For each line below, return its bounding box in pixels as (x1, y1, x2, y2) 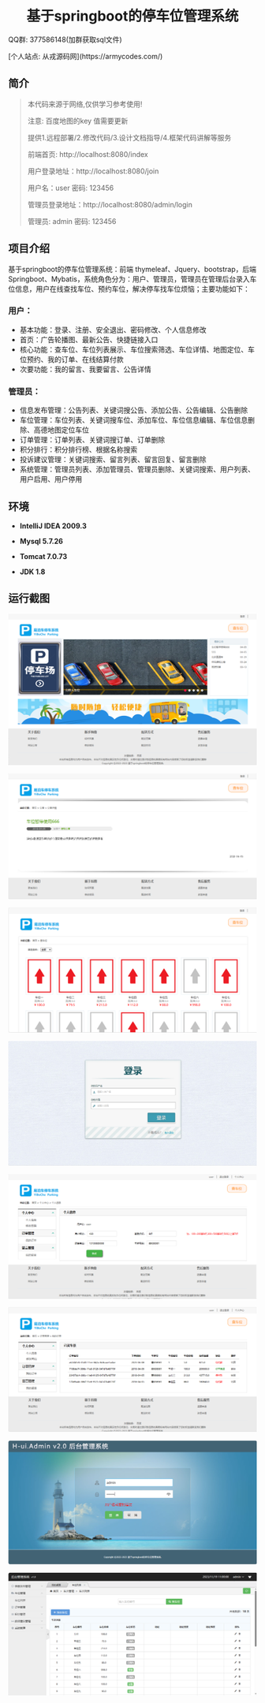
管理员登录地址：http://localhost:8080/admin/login (27, 199, 193, 209)
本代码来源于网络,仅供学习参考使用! (27, 99, 143, 109)
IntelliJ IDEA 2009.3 (19, 521, 87, 531)
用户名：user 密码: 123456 (27, 183, 114, 192)
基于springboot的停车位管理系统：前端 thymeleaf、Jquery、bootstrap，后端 (8, 264, 257, 274)
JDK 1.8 (19, 567, 46, 576)
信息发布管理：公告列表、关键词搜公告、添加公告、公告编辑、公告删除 (19, 405, 248, 415)
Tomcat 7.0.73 (19, 551, 68, 561)
